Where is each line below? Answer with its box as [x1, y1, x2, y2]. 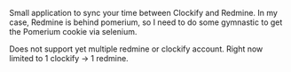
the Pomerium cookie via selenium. [9, 27, 138, 36]
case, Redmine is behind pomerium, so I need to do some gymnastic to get [9, 17, 283, 28]
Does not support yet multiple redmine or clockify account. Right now [9, 44, 263, 54]
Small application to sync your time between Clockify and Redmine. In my [9, 8, 278, 18]
